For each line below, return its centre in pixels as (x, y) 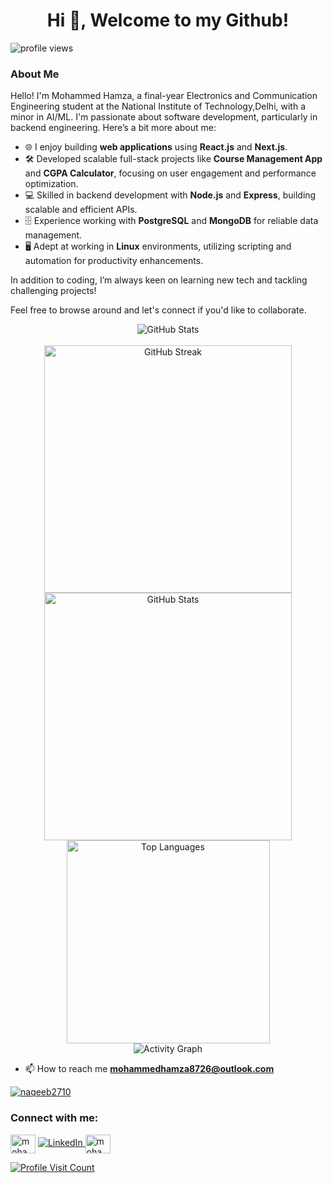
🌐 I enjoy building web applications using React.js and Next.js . (156, 147)
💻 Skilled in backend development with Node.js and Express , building (170, 195)
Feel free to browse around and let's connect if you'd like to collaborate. (158, 310)
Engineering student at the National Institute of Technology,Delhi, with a (158, 106)
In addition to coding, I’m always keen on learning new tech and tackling (159, 280)
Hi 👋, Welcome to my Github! (168, 20)
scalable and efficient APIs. (81, 210)
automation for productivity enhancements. (114, 261)
